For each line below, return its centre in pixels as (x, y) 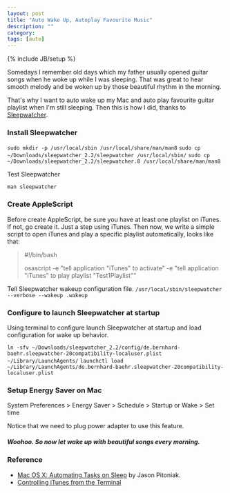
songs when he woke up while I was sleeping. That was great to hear (105, 79)
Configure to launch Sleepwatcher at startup (84, 312)
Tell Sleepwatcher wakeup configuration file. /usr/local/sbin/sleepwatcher (115, 289)
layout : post (26, 13)
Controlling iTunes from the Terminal (69, 482)
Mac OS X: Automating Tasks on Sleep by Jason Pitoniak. (99, 475)
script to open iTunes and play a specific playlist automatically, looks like (111, 234)
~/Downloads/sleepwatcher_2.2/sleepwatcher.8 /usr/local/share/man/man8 (114, 162)
